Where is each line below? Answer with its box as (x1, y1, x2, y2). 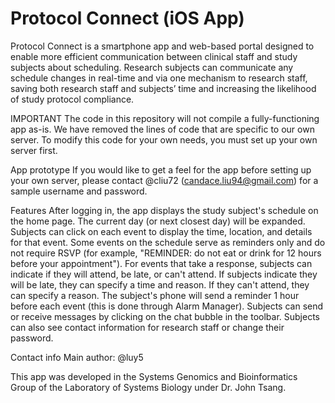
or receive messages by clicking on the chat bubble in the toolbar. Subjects (10, 310, 320, 322)
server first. (10, 144, 58, 156)
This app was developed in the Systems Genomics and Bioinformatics (10, 370, 298, 382)
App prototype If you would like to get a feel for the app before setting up (10, 163, 312, 176)
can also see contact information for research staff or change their (10, 321, 285, 333)
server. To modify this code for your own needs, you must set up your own (10, 133, 318, 146)
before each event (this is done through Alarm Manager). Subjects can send (10, 300, 324, 312)
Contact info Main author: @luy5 (10, 351, 144, 363)
